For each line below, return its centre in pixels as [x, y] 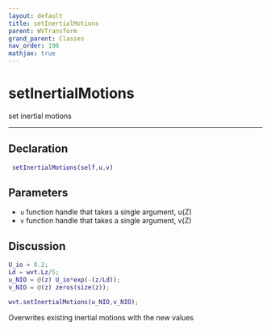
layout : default [35, 16]
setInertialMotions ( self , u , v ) [63, 167]
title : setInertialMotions [54, 23]
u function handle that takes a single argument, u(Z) [106, 212]
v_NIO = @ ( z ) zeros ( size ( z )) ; [59, 287]
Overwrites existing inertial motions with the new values [101, 317]
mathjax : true [32, 53]
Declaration [38, 149]
